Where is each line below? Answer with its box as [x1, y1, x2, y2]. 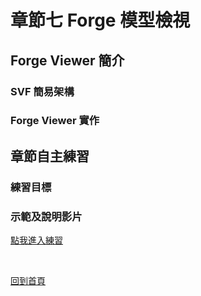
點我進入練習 [10, 234, 63, 246]
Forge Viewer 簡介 [10, 52, 125, 69]
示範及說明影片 [10, 209, 83, 223]
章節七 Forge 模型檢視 [10, 9, 191, 32]
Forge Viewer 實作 [10, 114, 100, 128]
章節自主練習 [10, 147, 90, 165]
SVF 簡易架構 [10, 84, 75, 98]
